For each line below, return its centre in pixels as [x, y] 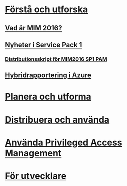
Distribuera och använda [57, 120]
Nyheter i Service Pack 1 [44, 45]
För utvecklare [36, 176]
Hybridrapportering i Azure [48, 76]
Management [33, 153]
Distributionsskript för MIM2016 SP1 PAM [56, 59]
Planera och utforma [48, 97]
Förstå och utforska [47, 10]
